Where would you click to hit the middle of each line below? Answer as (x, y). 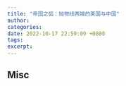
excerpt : (20, 47)
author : (19, 20)
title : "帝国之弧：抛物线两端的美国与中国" (63, 14)
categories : (25, 27)
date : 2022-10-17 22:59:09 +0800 (56, 33)
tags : (15, 40)
